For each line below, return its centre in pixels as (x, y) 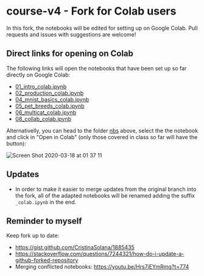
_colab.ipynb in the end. (46, 202)
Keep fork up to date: (33, 236)
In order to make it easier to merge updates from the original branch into (106, 189)
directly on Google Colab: (38, 75)
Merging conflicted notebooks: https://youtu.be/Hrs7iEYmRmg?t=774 (102, 267)
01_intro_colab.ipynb (41, 86)
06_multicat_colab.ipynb (46, 112)
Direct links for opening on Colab (70, 54)
